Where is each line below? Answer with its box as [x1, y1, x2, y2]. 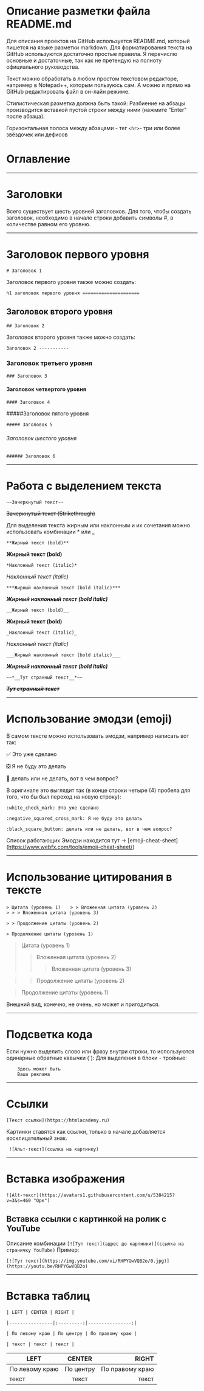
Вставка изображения [6, 1172, 126, 1186]
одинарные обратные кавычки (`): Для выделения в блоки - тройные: [6, 1054, 187, 1062]
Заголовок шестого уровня [6, 434, 77, 442]
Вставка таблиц [6, 1289, 90, 1303]
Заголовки [6, 187, 63, 201]
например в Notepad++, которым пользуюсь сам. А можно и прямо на [6, 81, 191, 89]
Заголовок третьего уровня [6, 359, 93, 367]
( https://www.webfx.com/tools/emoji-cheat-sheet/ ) [6, 844, 135, 851]
